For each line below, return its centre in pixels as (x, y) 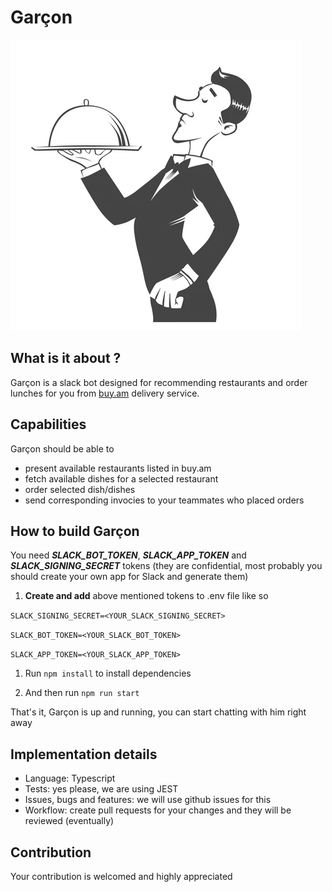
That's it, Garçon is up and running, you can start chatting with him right (158, 712)
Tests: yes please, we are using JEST (101, 789)
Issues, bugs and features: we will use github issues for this (148, 800)
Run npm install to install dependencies (108, 673)
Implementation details (84, 754)
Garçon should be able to (62, 448)
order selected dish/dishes (80, 489)
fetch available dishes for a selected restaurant (121, 478)
